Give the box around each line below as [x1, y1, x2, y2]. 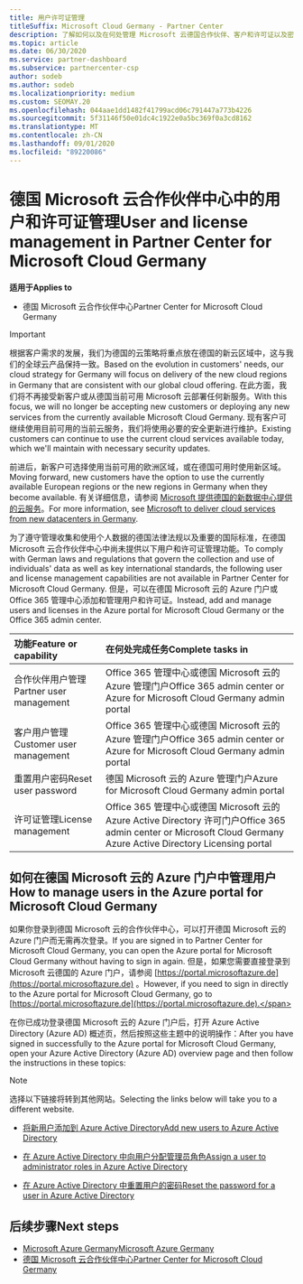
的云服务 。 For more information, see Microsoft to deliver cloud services [9, 503, 276, 514]
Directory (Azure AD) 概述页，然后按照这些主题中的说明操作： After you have [9, 1028, 294, 1039]
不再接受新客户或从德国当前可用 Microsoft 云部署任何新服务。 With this [24, 390, 288, 402]
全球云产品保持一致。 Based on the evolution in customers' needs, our [24, 358, 284, 369]
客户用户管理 [14, 726, 69, 739]
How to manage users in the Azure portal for [9, 884, 263, 899]
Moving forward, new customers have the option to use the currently [9, 471, 265, 482]
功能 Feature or [14, 637, 78, 650]
